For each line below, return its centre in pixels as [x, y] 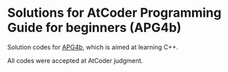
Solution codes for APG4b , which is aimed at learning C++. [93, 47]
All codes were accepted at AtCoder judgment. [75, 60]
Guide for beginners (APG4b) [94, 28]
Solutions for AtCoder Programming [114, 13]
